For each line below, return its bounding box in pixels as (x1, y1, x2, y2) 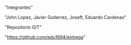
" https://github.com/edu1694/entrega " (5, 34, 86, 40)
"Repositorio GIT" (5, 24, 42, 30)
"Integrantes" (5, 5, 33, 10)
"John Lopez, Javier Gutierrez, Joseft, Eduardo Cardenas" (5, 14, 127, 20)
